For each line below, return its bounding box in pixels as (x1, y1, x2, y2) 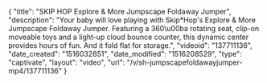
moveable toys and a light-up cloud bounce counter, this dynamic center (8, 32, 249, 41)
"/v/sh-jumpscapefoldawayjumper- (126, 57, 243, 67)
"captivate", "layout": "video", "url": (8, 57, 125, 67)
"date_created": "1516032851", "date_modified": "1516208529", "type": (8, 49, 243, 58)
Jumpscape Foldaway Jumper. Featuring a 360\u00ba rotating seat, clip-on (8, 24, 260, 33)
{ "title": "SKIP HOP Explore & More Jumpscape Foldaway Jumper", (8, 7, 232, 16)
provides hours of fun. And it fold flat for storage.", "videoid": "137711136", (8, 41, 253, 50)
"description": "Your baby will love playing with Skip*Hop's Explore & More (8, 15, 256, 25)
